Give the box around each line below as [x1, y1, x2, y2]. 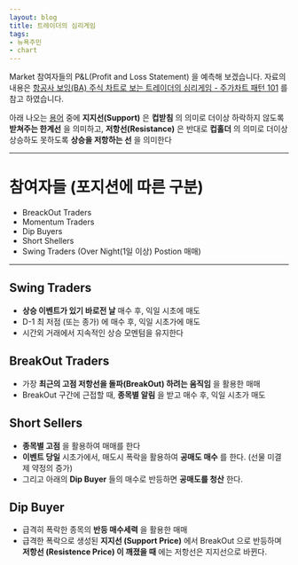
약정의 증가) [31, 462, 74, 473]
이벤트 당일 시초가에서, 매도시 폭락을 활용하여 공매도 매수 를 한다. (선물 [21, 451, 266, 462]
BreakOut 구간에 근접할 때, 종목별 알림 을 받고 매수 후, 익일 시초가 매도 [21, 389, 266, 400]
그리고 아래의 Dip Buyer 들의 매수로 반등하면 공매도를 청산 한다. [21, 474, 244, 484]
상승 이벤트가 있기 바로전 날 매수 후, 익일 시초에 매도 [21, 305, 201, 316]
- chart [9, 46, 38, 55]
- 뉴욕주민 [9, 37, 43, 47]
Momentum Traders [21, 216, 95, 227]
